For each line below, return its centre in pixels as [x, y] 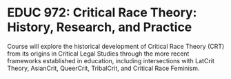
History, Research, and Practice [100, 27]
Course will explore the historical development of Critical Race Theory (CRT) [116, 46]
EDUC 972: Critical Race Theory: [102, 13]
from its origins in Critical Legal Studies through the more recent [98, 54]
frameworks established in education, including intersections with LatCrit [111, 60]
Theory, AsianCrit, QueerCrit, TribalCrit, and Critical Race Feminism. [103, 68]
